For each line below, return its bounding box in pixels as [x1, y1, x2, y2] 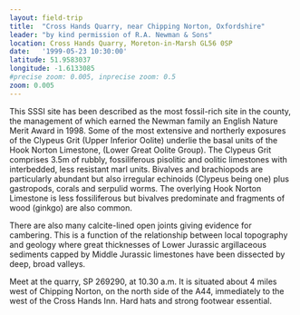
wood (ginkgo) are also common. [9, 202, 133, 213]
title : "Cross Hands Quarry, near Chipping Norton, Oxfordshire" [9, 22, 266, 31]
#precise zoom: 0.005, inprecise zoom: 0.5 [9, 73, 177, 82]
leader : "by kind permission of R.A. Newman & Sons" [9, 30, 213, 39]
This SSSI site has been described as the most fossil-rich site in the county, [9, 105, 292, 116]
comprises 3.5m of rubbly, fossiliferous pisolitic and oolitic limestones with [9, 153, 288, 164]
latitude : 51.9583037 [9, 55, 92, 64]
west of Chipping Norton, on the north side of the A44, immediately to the [9, 285, 285, 296]
